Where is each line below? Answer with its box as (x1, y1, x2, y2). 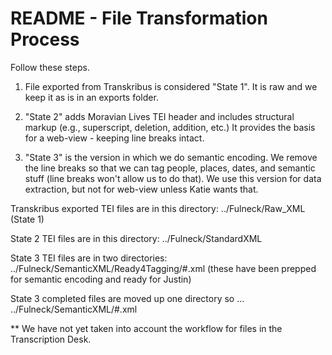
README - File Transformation (10, 7, 268, 30)
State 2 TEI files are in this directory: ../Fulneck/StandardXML (10, 232, 263, 244)
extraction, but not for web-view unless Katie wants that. (24, 183, 259, 195)
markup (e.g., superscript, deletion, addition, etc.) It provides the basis (24, 121, 316, 133)
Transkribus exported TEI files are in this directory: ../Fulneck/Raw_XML (10, 202, 306, 214)
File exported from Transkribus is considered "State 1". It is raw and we (24, 80, 318, 92)
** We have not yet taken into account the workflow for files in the (10, 322, 283, 334)
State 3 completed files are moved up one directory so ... (10, 292, 245, 304)
